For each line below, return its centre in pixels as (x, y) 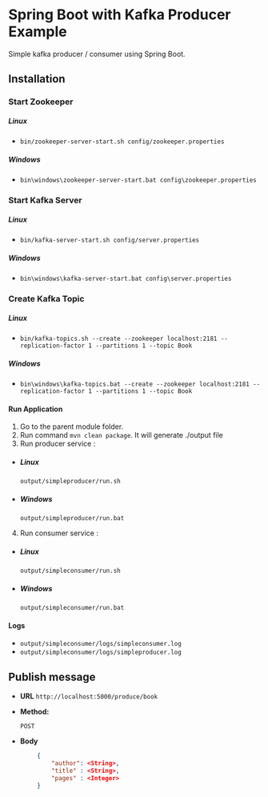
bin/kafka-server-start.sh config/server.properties (110, 240)
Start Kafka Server (45, 200)
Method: (34, 711)
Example (38, 32)
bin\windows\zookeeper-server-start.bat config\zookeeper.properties (138, 180)
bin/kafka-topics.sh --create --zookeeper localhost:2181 (118, 338)
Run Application (36, 409)
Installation (37, 79)
